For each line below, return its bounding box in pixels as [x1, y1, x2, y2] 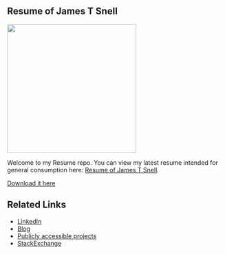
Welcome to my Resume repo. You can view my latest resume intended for [7, 158, 219, 167]
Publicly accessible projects [17, 231, 97, 240]
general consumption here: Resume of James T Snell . [7, 165, 160, 174]
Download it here [7, 178, 56, 187]
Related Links [7, 199, 67, 211]
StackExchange [17, 239, 62, 247]
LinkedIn [17, 217, 42, 225]
